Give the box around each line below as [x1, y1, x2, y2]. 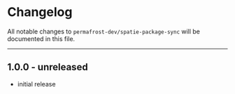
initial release [17, 79, 56, 88]
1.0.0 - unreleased [7, 61, 89, 73]
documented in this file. [7, 34, 76, 42]
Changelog [7, 4, 73, 20]
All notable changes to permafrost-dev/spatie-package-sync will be [7, 27, 201, 36]
